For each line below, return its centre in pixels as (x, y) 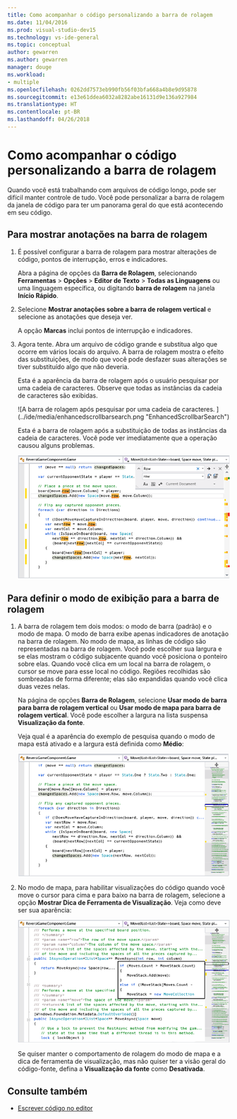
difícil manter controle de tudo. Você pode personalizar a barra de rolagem (116, 197)
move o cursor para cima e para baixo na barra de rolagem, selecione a (121, 895)
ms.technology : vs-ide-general (53, 37)
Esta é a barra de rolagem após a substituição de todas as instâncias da (122, 430)
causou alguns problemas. (56, 445)
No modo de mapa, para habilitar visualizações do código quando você (121, 887)
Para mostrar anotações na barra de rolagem (108, 234)
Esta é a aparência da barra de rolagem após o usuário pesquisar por (118, 380)
